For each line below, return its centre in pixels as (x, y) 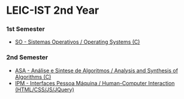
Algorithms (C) (33, 77)
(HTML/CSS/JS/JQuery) (45, 89)
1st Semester (25, 29)
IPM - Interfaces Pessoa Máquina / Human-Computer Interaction (95, 83)
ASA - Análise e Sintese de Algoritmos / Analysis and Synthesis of (96, 70)
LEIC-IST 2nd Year (53, 10)
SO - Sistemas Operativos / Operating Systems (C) (77, 42)
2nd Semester (27, 57)
